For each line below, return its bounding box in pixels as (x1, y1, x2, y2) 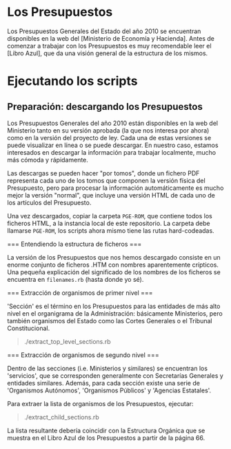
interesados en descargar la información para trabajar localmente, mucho (7, 148, 216, 156)
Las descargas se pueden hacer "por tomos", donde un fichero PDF (7, 169, 200, 177)
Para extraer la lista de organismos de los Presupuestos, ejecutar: (7, 399, 194, 408)
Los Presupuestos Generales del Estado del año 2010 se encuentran (7, 27, 201, 35)
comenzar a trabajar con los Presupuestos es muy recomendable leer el (7, 41, 212, 50)
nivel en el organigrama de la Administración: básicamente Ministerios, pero (7, 309, 223, 318)
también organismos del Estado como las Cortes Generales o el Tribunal (7, 316, 212, 325)
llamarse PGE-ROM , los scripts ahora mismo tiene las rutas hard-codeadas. (7, 226, 215, 235)
